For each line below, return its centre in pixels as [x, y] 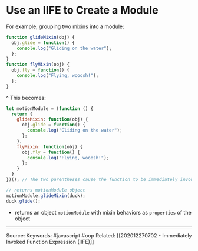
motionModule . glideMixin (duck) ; [46, 195]
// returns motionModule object [46, 190]
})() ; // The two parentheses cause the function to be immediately [92, 180]
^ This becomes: [26, 98]
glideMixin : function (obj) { [52, 119]
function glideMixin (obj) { [41, 37]
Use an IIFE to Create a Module [82, 10]
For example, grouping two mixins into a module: [65, 26]
